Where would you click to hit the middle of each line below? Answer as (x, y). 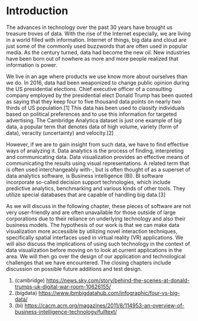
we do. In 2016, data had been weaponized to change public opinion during (98, 82)
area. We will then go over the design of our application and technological (96, 256)
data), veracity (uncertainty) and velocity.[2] (60, 133)
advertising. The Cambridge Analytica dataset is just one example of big (94, 120)
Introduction (37, 11)
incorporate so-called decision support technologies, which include (88, 182)
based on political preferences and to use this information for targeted (92, 114)
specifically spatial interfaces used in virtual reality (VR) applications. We (95, 237)
